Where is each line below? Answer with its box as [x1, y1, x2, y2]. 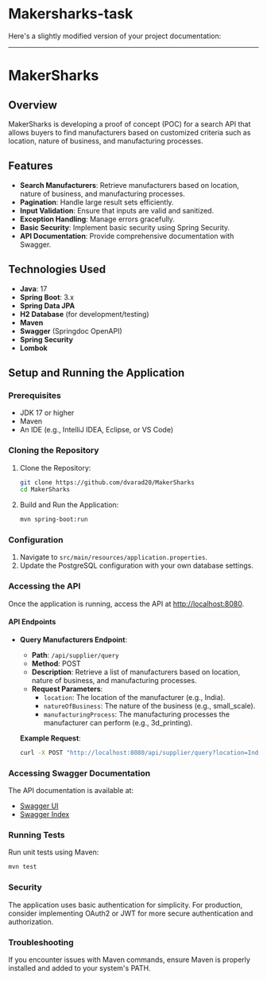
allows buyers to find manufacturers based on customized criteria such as [8, 127, 251, 137]
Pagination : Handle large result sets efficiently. [19, 197, 174, 207]
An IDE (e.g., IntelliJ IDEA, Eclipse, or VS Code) [19, 425, 174, 435]
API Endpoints [8, 617, 56, 627]
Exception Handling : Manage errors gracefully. [19, 214, 175, 224]
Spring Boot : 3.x [19, 292, 74, 302]
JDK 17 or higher [19, 408, 75, 418]
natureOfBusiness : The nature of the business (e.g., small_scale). [43, 701, 256, 710]
